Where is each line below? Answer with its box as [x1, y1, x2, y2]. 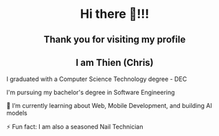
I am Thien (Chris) [76, 56, 154, 68]
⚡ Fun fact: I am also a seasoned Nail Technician [6, 123, 143, 131]
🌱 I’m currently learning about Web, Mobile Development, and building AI [6, 102, 212, 110]
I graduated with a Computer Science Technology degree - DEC [6, 75, 187, 83]
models [6, 109, 28, 117]
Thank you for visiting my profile [43, 34, 186, 45]
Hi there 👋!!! [80, 6, 150, 22]
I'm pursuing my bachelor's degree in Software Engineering [6, 89, 176, 97]
